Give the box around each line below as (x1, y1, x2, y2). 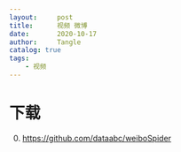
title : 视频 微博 (9, 21, 88, 30)
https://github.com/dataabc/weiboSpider (21, 133, 171, 143)
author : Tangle (9, 37, 82, 47)
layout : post (9, 12, 74, 22)
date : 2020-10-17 (9, 29, 98, 38)
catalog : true (9, 46, 62, 55)
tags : (9, 54, 29, 63)
